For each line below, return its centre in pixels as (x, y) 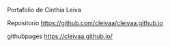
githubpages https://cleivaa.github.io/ (60, 36)
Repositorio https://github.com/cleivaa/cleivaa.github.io (85, 23)
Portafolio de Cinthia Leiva (44, 10)
